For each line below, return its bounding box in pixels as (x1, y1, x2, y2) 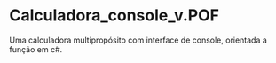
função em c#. (9, 43, 63, 54)
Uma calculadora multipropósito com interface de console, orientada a (9, 35, 268, 45)
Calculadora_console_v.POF (9, 5, 220, 26)
